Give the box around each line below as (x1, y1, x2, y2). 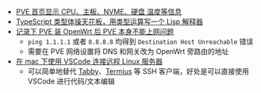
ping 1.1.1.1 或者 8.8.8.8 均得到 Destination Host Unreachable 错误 (27, 37, 254, 46)
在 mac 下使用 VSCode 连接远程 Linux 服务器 (15, 56, 163, 66)
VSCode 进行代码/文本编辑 (27, 76, 115, 86)
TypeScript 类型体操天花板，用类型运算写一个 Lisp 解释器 (15, 17, 204, 26)
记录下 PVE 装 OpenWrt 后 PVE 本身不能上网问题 (15, 27, 175, 36)
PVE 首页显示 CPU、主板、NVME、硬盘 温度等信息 (15, 7, 182, 16)
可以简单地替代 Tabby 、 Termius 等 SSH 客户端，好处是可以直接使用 (27, 67, 250, 76)
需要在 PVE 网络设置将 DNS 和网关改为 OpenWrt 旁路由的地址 (27, 47, 229, 56)
